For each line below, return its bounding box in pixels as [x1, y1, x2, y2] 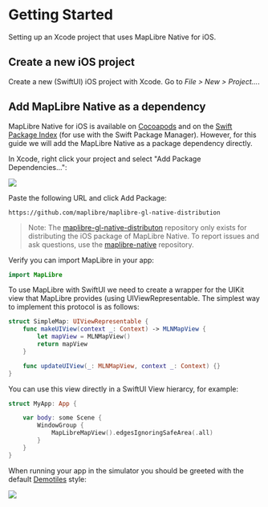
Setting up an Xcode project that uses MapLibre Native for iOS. [8, 32, 217, 42]
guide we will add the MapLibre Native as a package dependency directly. [8, 138, 253, 148]
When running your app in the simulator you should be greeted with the [8, 465, 245, 475]
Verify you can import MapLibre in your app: [8, 255, 155, 265]
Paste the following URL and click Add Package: [8, 193, 167, 202]
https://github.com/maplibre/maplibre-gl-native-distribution [8, 209, 221, 217]
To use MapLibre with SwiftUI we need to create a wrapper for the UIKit [8, 285, 245, 294]
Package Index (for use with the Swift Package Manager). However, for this [8, 130, 257, 140]
